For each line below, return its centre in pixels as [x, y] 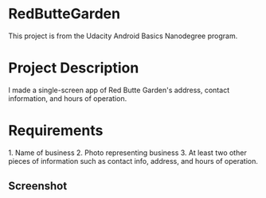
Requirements [56, 131]
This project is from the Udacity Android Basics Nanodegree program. [123, 36]
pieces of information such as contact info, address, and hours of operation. [133, 161]
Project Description [74, 68]
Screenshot [38, 186]
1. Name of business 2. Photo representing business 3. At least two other [127, 153]
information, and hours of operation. [68, 98]
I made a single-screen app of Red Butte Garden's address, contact [119, 90]
